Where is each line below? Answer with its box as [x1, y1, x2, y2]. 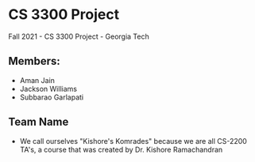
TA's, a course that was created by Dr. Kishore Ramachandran [19, 145, 223, 154]
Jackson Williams [19, 84, 78, 93]
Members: [8, 55, 61, 68]
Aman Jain [19, 75, 56, 85]
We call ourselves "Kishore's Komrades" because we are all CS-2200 [19, 136, 248, 145]
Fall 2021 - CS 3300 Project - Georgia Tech [8, 32, 149, 41]
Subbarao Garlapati [19, 92, 84, 102]
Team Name [8, 115, 69, 129]
